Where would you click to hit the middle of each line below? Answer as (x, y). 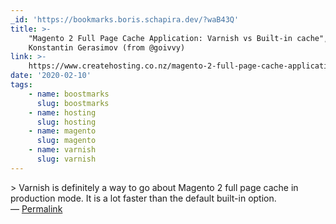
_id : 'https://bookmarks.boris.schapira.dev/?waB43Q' (125, 19)
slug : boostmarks (73, 103)
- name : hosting (62, 112)
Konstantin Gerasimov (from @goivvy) (107, 47)
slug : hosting (66, 122)
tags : (21, 85)
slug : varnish (66, 159)
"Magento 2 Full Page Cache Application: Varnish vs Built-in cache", (178, 38)
